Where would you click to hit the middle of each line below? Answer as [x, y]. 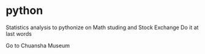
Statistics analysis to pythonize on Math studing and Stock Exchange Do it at [102, 27]
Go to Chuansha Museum [38, 46]
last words [19, 33]
